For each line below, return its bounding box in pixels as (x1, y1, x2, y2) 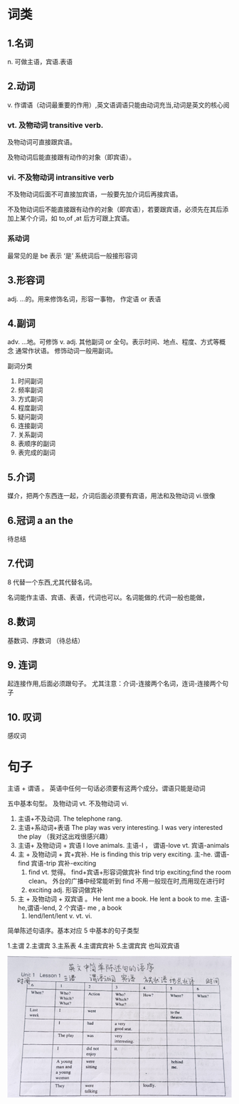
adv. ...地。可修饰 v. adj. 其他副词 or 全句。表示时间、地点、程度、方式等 (7, 338, 220, 346)
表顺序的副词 (17, 440, 55, 448)
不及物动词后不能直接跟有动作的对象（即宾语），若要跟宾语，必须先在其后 (7, 205, 223, 214)
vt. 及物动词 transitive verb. (7, 120, 104, 130)
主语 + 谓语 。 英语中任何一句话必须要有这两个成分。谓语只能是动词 (7, 784, 206, 793)
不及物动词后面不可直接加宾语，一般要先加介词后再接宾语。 (7, 190, 182, 198)
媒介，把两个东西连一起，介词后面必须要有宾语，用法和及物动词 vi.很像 (7, 492, 216, 500)
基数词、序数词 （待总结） (7, 636, 84, 644)
